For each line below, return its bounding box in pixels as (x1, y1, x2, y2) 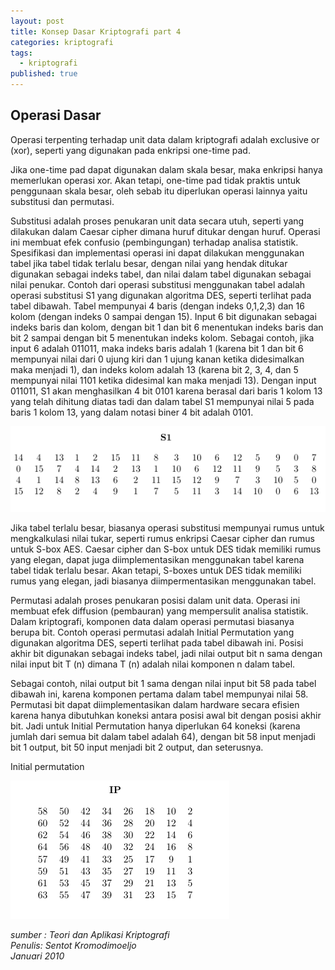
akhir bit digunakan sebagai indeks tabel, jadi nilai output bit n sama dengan (10, 648, 323, 660)
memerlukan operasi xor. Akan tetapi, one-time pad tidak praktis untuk (10, 174, 301, 186)
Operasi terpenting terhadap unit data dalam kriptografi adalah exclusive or (10, 133, 320, 145)
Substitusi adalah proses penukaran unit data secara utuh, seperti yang (10, 215, 305, 227)
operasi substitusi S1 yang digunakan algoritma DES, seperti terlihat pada (10, 289, 312, 301)
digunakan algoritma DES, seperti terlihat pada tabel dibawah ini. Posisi (10, 637, 304, 649)
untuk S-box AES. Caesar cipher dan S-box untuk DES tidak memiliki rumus (10, 543, 322, 555)
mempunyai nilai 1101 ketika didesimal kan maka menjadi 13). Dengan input (10, 374, 317, 386)
